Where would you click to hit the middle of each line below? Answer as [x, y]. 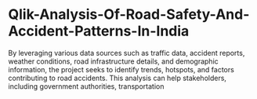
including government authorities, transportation [86, 86]
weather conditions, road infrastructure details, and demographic [114, 61]
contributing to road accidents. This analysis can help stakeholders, [118, 78]
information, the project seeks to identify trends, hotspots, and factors [121, 69]
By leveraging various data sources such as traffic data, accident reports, [127, 53]
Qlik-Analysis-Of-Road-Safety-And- [129, 15]
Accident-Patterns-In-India [99, 31]
